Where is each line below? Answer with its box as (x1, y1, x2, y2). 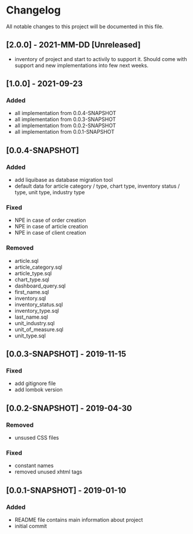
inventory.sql (14, 295, 46, 302)
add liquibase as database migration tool (14, 177, 113, 184)
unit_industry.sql (14, 319, 55, 326)
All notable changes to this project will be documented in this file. (6, 23, 164, 30)
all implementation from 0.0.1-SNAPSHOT (14, 129, 115, 136)
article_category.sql (14, 263, 63, 271)
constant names (14, 462, 54, 469)
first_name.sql (14, 288, 49, 295)
